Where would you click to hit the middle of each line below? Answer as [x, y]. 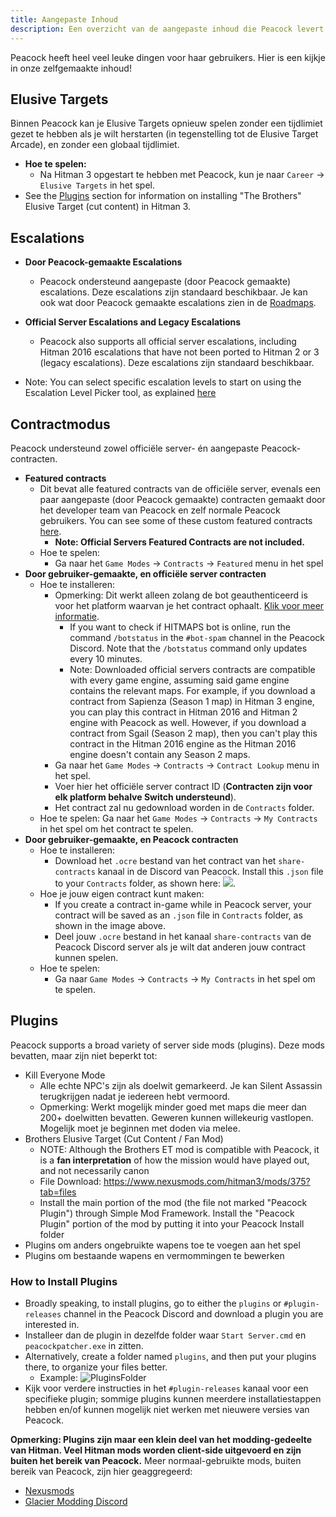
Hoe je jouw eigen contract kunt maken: [122, 893]
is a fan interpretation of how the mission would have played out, [174, 1160]
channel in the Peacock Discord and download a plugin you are [193, 1314]
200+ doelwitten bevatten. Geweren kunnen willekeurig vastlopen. [176, 1117]
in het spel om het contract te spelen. [116, 828]
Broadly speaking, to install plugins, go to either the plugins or [153, 1303]
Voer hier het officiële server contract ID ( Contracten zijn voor [183, 786]
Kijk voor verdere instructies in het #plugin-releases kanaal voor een [166, 1388]
